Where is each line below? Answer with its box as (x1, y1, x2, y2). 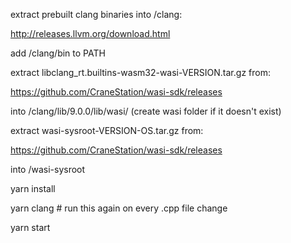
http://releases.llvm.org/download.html (10, 28, 171, 39)
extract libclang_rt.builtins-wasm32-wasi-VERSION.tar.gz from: (10, 67, 271, 78)
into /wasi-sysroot (10, 164, 86, 175)
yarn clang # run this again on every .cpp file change (10, 202, 228, 214)
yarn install (10, 183, 56, 194)
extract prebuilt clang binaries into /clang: (10, 9, 183, 20)
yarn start (10, 222, 51, 233)
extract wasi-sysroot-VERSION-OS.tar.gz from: (10, 125, 204, 136)
